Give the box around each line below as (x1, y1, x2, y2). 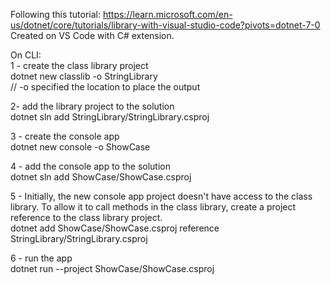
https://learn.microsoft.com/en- (102, 9, 233, 20)
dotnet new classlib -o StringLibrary (10, 70, 158, 82)
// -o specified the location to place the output (10, 81, 201, 93)
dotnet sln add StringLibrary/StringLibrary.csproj (10, 111, 210, 123)
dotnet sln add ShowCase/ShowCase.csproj (10, 171, 192, 183)
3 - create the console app (10, 130, 120, 142)
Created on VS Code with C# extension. (10, 30, 175, 41)
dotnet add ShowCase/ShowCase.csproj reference (10, 222, 220, 234)
